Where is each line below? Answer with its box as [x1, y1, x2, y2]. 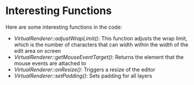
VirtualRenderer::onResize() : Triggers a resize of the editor [13, 66, 156, 73]
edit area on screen [13, 47, 62, 54]
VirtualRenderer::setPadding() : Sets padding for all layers [13, 72, 152, 79]
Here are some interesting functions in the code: [5, 23, 122, 30]
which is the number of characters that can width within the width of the [13, 41, 189, 48]
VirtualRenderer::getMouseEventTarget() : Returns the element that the [13, 53, 184, 60]
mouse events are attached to [13, 60, 86, 67]
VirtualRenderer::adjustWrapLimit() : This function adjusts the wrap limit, [13, 35, 188, 42]
